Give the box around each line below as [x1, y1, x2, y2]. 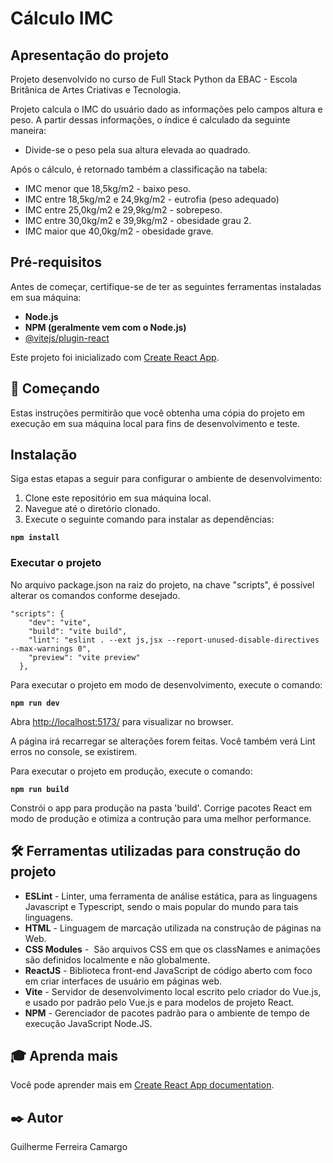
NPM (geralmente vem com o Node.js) [24, 321, 187, 333]
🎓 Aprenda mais [10, 1047, 118, 1064]
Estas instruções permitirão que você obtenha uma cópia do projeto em [10, 407, 306, 419]
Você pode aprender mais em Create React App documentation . [10, 1079, 275, 1091]
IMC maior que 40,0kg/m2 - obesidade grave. [24, 225, 214, 237]
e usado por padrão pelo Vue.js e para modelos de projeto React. [24, 996, 295, 1008]
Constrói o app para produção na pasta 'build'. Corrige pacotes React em [10, 802, 313, 814]
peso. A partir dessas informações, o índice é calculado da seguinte [10, 114, 291, 126]
